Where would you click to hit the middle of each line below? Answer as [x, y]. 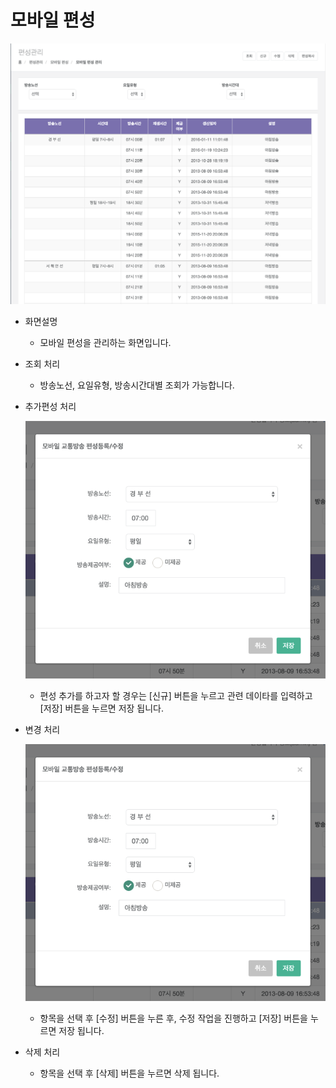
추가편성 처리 [50, 406]
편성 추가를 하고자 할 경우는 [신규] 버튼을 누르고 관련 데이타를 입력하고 [176, 695]
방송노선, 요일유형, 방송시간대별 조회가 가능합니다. [137, 385]
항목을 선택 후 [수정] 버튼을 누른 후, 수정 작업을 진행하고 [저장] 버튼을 [174, 1018]
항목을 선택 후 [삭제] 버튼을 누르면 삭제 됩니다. [129, 1073]
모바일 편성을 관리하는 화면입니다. [105, 342]
